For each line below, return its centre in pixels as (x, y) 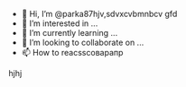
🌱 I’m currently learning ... (70, 33)
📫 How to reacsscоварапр (72, 52)
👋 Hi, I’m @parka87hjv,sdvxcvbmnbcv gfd (99, 14)
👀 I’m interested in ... (60, 23)
